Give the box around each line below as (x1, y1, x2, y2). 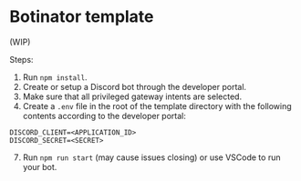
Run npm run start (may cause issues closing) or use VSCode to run (22, 152, 281, 163)
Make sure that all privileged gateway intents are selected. (22, 91, 243, 102)
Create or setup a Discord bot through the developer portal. (22, 81, 247, 92)
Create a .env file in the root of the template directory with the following (22, 100, 292, 111)
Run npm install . (22, 71, 88, 83)
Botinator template (9, 6, 154, 27)
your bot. (22, 161, 57, 172)
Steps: (9, 54, 34, 65)
